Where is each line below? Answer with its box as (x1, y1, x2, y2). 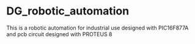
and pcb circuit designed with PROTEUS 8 (6, 30, 112, 37)
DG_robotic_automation (6, 4, 130, 18)
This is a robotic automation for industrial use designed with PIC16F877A (6, 24, 189, 31)
